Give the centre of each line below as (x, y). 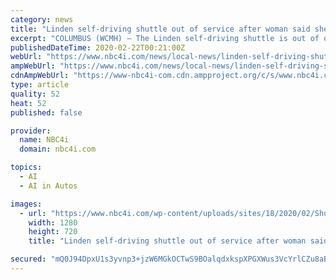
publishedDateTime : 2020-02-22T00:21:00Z (98, 47)
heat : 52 (28, 103)
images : (26, 204)
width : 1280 (53, 222)
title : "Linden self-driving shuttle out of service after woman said (160, 29)
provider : (31, 131)
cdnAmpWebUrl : (40, 76)
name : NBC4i (44, 140)
